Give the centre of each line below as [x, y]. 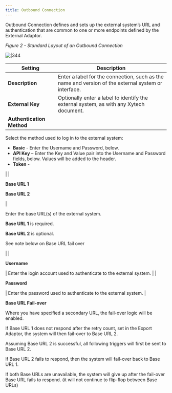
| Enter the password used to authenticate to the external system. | [76, 293]
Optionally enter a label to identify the [103, 98]
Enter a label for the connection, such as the [111, 76]
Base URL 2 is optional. [30, 233]
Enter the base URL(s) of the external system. [53, 213]
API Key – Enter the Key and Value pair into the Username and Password [89, 153]
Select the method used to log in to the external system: [64, 138]
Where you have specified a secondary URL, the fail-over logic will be [79, 313]
